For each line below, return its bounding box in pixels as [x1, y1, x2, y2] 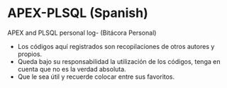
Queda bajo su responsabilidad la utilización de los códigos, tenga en [17, 57, 221, 65]
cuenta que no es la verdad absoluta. [17, 65, 126, 73]
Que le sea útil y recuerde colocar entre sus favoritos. [17, 72, 175, 81]
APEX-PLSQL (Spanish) [7, 5, 148, 21]
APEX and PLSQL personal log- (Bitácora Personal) [7, 28, 157, 37]
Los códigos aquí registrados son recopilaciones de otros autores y [17, 42, 215, 50]
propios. [17, 50, 43, 58]
